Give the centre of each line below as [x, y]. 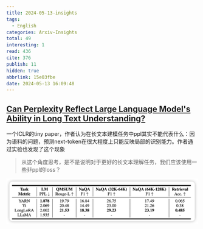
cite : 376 [19, 58]
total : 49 [19, 39]
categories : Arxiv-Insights [42, 32]
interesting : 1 [26, 45]
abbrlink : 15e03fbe [31, 77]
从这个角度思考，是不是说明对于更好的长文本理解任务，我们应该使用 [106, 162]
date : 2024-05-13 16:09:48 [40, 83]
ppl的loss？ [46, 170]
